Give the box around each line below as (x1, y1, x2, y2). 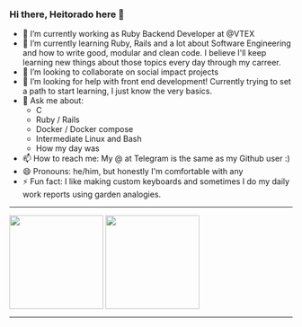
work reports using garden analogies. (22, 189, 162, 200)
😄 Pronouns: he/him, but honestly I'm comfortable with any (22, 166, 244, 177)
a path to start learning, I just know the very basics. (22, 85, 213, 97)
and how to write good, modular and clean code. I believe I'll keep (22, 48, 267, 58)
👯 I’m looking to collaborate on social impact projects (22, 66, 218, 77)
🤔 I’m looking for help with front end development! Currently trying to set (22, 76, 292, 87)
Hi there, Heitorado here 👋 (9, 8, 125, 21)
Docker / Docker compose (35, 124, 134, 135)
